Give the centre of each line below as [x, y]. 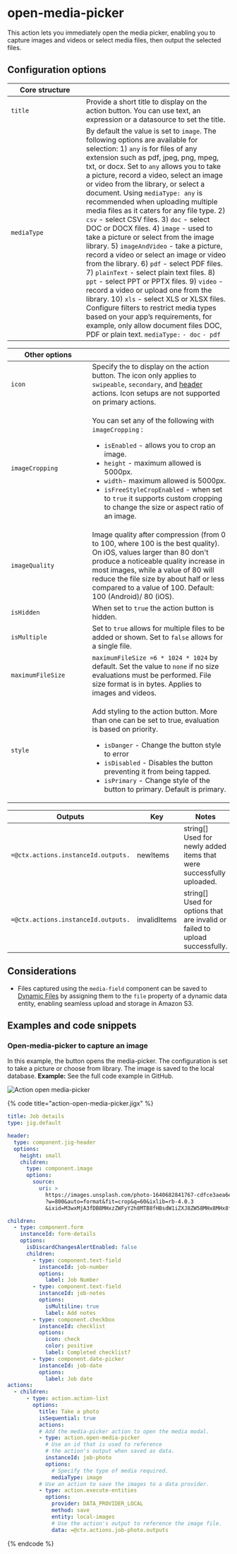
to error [116, 753]
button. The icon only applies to [144, 375]
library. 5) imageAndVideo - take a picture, [154, 245]
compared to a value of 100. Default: [153, 587]
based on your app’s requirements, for [149, 316]
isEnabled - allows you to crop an [160, 445]
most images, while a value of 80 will [153, 569]
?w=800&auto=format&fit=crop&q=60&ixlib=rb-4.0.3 [119, 1201]
